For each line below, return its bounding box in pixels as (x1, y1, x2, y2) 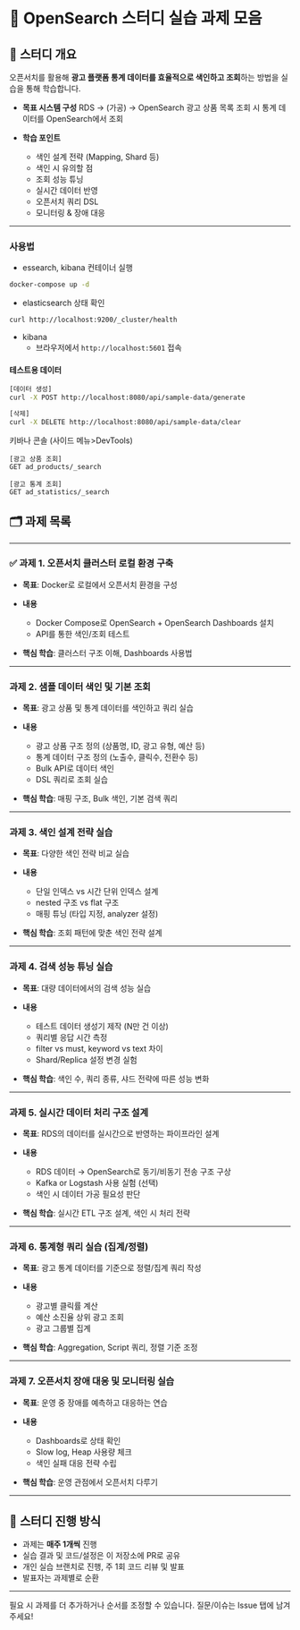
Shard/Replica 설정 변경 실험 (35, 1054, 137, 1065)
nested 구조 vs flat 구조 (35, 897, 120, 909)
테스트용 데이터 (9, 364, 62, 375)
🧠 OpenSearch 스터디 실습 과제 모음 (9, 8, 262, 29)
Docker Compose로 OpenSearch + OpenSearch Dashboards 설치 (35, 617, 274, 627)
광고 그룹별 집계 (35, 1323, 91, 1334)
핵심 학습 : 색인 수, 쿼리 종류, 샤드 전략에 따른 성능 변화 (21, 1073, 210, 1084)
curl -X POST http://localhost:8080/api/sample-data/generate (9, 393, 246, 403)
